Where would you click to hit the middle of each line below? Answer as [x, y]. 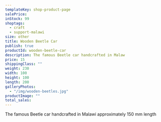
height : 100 [17, 78]
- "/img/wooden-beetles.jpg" [39, 91]
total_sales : [18, 101]
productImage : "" [23, 96]
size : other [17, 37]
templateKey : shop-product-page [38, 10]
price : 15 [15, 60]
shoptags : [15, 23]
